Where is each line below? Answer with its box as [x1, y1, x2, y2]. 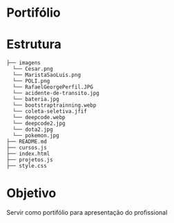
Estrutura [6, 37, 61, 53]
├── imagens [6, 60, 41, 66]
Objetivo [6, 186, 57, 202]
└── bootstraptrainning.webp [12, 102, 97, 109]
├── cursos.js [6, 144, 48, 152]
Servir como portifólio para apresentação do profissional [6, 208, 168, 217]
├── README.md [6, 139, 48, 145]
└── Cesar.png [12, 66, 53, 73]
